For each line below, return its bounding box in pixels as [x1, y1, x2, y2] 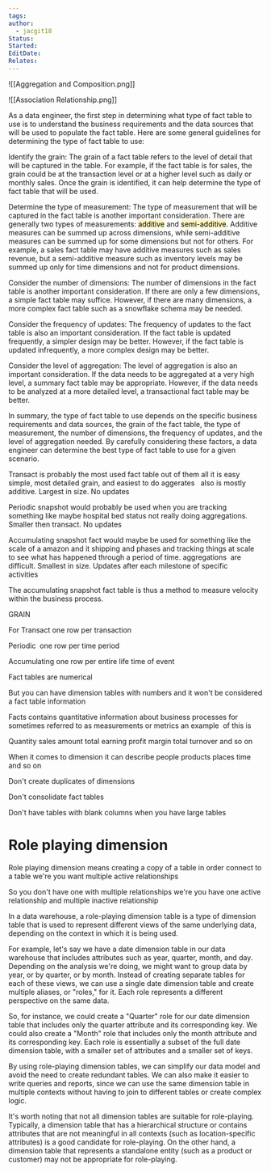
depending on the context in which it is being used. [8, 928, 179, 938]
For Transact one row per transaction [8, 624, 131, 635]
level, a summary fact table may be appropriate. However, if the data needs [8, 378, 258, 387]
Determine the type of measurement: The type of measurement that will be [8, 201, 258, 211]
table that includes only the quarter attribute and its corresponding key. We [8, 1020, 258, 1030]
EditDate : [8, 49, 42, 57]
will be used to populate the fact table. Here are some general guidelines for [8, 127, 261, 138]
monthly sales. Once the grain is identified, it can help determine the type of [8, 177, 261, 187]
